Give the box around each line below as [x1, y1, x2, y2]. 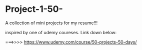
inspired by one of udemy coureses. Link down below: [5, 29, 117, 35]
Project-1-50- [5, 3, 63, 15]
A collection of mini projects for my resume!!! [5, 20, 98, 26]
